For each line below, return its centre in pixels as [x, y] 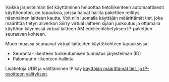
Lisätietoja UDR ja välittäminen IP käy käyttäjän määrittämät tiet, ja [74, 68]
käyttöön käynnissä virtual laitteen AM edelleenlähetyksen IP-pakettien [79, 29]
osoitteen [15, 74]
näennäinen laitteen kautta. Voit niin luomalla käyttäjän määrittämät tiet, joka [84, 18]
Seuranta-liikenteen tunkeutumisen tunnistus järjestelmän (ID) [77, 53]
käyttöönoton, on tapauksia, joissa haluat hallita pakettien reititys [72, 13]
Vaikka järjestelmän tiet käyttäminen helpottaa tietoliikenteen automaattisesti [84, 7]
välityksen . [37, 74]
